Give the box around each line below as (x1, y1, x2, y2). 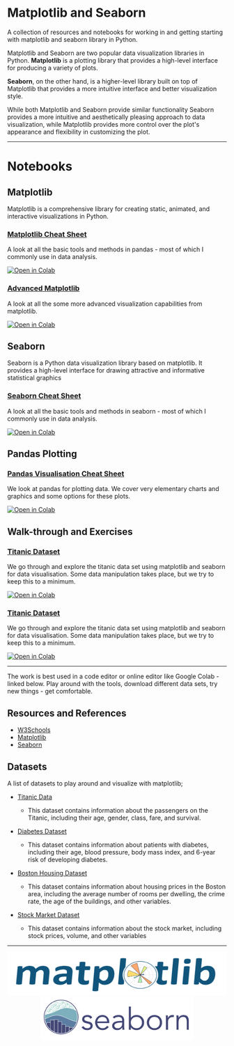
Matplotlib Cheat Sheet (7, 229, 87, 239)
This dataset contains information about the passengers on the (27, 806, 209, 814)
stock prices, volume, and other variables (27, 931, 147, 939)
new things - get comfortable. (7, 687, 93, 696)
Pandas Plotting (7, 448, 78, 460)
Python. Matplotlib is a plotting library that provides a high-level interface (7, 56, 218, 64)
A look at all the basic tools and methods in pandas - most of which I (7, 245, 204, 253)
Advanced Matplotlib (7, 283, 80, 293)
